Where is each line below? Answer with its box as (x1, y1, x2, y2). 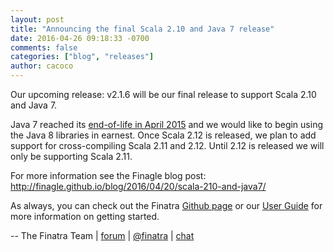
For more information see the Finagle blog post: (10, 170, 207, 181)
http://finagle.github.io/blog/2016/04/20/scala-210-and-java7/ (10, 181, 267, 192)
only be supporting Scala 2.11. (10, 151, 133, 162)
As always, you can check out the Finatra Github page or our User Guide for (10, 200, 323, 211)
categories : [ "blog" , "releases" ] (10, 52, 155, 62)
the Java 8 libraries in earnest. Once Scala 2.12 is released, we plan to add (10, 129, 317, 141)
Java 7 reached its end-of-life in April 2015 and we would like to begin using (10, 119, 323, 130)
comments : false (10, 42, 78, 53)
